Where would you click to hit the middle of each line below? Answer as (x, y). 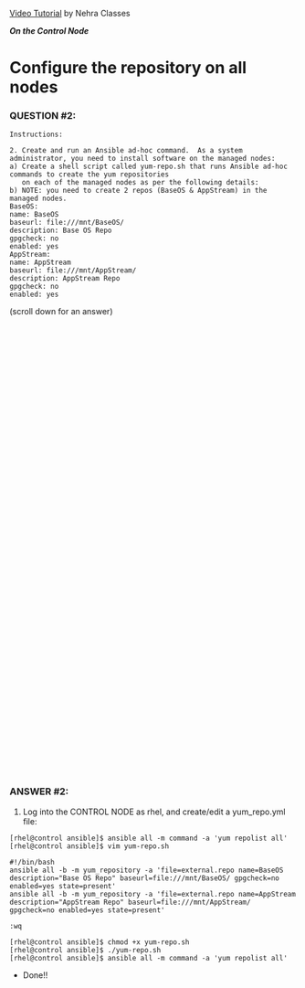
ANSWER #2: (39, 791)
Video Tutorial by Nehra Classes (70, 13)
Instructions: (37, 135)
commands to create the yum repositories (89, 175)
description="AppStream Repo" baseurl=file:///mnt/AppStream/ (130, 902)
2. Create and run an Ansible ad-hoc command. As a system (126, 151)
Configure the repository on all (128, 68)
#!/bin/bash (32, 862)
